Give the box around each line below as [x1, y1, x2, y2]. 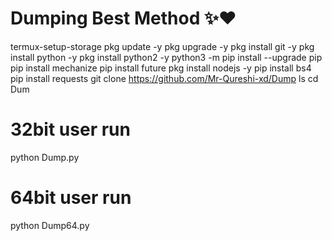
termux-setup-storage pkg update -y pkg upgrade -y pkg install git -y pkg [10, 40, 315, 52]
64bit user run [10, 187, 132, 209]
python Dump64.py [10, 219, 90, 231]
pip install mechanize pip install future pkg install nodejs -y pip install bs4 [10, 62, 312, 74]
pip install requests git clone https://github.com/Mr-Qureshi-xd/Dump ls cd [10, 72, 319, 84]
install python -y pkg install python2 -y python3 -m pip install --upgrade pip [10, 51, 323, 63]
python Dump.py [10, 151, 80, 163]
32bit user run [10, 118, 131, 141]
